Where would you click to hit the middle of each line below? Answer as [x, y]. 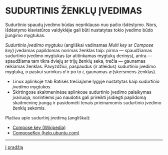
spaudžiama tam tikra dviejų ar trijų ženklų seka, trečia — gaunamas [75, 61]
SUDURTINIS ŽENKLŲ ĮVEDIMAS [74, 11]
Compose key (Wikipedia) [39, 127]
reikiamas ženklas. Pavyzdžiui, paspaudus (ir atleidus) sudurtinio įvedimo [80, 66]
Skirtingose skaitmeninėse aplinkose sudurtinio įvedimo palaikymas [82, 92]
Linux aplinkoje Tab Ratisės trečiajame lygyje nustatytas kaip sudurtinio [86, 81]
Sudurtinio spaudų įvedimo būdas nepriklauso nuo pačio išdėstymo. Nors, [81, 25]
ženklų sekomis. [29, 108]
